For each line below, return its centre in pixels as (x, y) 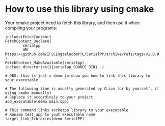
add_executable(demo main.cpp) (37, 101)
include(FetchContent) (28, 37)
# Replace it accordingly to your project (49, 97)
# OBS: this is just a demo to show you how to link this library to (78, 76)
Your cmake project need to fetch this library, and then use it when (72, 23)
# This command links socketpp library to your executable (67, 110)
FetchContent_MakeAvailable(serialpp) (45, 63)
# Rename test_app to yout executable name (50, 114)
